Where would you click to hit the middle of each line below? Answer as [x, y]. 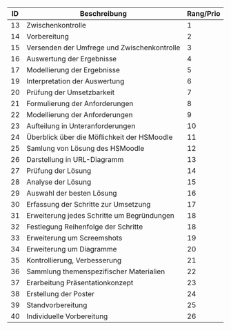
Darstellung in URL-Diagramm [75, 159]
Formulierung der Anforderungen [80, 104]
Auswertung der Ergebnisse [72, 59]
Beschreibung [103, 13]
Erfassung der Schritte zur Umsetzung [89, 204]
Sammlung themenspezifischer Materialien [96, 271]
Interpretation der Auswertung [76, 81]
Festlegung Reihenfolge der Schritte [85, 227]
